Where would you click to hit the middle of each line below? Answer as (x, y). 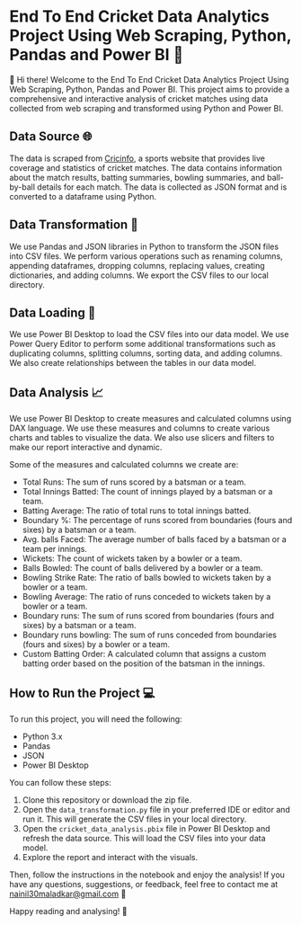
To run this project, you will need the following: (96, 719)
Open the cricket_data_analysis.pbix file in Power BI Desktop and (146, 828)
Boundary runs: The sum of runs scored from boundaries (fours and (148, 616)
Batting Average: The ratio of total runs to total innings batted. (137, 511)
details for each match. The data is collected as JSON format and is (162, 187)
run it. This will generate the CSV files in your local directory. (134, 819)
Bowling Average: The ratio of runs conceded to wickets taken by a (146, 597)
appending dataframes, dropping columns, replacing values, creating (137, 265)
